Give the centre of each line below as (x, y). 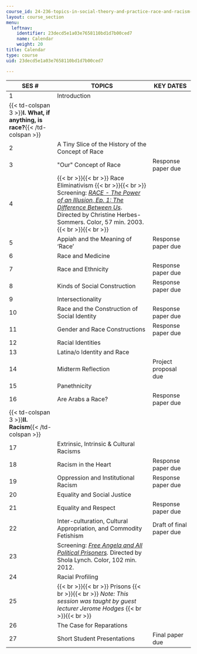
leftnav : (22, 28)
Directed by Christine (86, 214)
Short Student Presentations (96, 638)
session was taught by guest (97, 601)
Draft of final (169, 525)
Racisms (69, 451)
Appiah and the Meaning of (94, 239)
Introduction (74, 96)
